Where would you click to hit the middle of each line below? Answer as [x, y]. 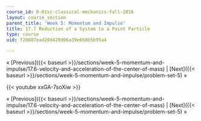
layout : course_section [36, 18]
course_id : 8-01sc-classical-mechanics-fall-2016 [70, 12]
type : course [23, 34]
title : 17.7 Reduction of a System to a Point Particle [78, 29]
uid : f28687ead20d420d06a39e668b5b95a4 [57, 40]
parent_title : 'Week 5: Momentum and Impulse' [66, 23]
